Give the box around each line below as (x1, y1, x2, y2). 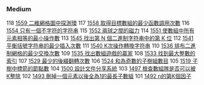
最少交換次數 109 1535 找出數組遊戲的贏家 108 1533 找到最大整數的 (27, 50, 196, 57)
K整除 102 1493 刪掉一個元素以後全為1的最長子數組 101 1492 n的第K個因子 (6, 72, 192, 80)
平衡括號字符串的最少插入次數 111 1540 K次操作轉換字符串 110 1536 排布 (6, 42, 186, 50)
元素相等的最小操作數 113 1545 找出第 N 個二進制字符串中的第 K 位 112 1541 (6, 35, 194, 42)
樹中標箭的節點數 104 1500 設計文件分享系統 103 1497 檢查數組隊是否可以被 (6, 65, 196, 72)
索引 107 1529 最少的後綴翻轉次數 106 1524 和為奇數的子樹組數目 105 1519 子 (6, 57, 198, 65)
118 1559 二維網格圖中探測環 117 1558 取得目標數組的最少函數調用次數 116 (6, 19, 190, 27)
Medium (6, 5, 32, 13)
